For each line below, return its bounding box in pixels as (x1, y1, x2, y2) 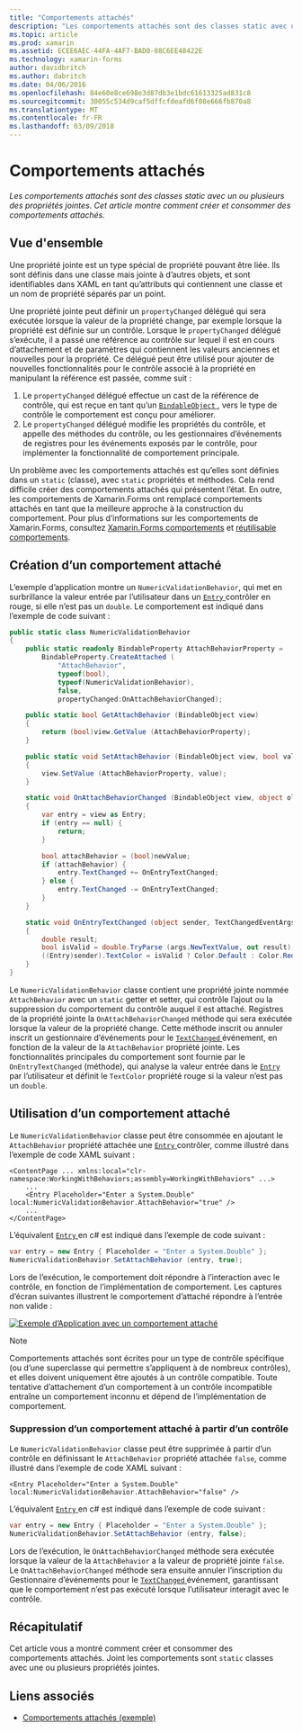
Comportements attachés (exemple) (22, 1712, 156, 1723)
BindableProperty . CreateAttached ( (41, 653, 175, 662)
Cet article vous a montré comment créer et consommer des (9, 1643, 234, 1654)
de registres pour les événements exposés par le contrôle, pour (22, 437, 258, 448)
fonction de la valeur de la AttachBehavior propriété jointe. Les (9, 1041, 241, 1053)
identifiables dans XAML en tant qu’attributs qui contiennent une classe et (9, 278, 283, 289)
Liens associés (9, 1688, 94, 1703)
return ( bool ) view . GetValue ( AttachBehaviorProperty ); (41, 728, 252, 737)
